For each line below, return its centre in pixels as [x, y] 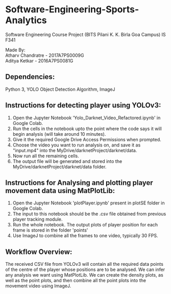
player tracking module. [38, 219]
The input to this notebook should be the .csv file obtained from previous [89, 214]
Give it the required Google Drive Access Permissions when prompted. [87, 139]
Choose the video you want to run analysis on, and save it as [77, 145]
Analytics [26, 20]
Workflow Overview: [39, 252]
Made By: [15, 50]
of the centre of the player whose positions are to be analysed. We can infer [85, 269]
